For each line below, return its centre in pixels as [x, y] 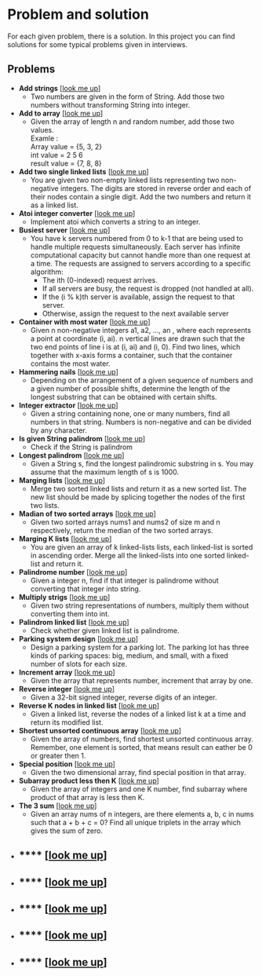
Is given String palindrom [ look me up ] [82, 438]
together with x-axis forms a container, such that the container [131, 355]
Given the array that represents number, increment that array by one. [142, 680]
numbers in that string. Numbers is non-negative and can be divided [141, 422]
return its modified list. [67, 722]
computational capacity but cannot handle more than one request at [140, 255]
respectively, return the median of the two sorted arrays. [122, 530]
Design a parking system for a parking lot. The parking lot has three [140, 647]
